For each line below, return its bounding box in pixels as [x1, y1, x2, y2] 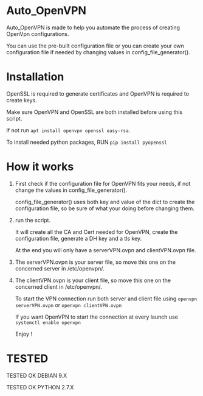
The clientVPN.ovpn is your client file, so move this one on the [15, 277, 171, 284]
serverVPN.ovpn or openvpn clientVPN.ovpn [15, 301, 122, 308]
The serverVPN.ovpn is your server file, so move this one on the [15, 258, 176, 266]
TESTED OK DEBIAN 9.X [6, 372, 67, 379]
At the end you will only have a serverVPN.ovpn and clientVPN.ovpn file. [15, 246, 196, 253]
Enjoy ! [15, 330, 32, 338]
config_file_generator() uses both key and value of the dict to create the [15, 198, 195, 205]
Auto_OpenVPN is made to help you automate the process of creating [6, 24, 181, 31]
